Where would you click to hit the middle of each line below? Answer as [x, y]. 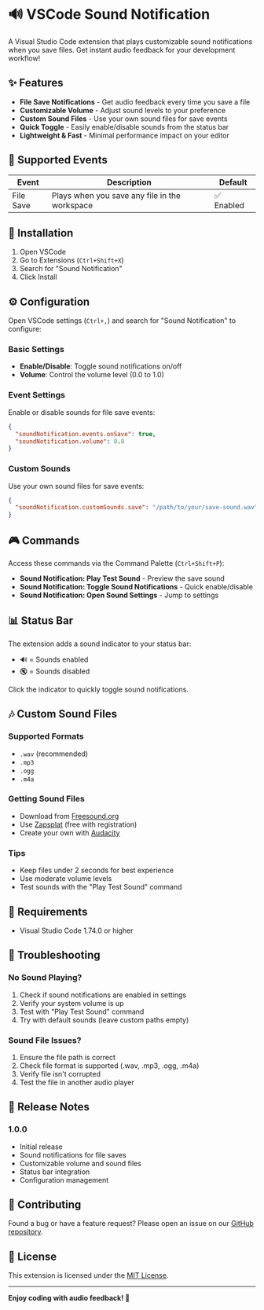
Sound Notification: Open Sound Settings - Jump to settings [119, 595]
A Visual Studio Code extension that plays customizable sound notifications [130, 41]
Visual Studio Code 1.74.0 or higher [76, 930]
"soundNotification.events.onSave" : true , [86, 434]
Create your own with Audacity [70, 832]
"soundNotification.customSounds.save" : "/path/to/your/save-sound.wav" [137, 508]
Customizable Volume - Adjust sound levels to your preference [123, 110]
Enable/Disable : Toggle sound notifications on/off [101, 366]
